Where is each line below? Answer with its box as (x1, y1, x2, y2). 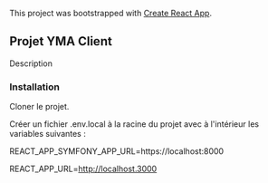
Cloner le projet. (9, 101, 70, 112)
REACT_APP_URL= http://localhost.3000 (9, 163, 158, 175)
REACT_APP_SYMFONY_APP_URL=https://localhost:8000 (9, 146, 225, 157)
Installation (9, 81, 61, 93)
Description (9, 58, 53, 69)
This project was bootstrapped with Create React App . (9, 8, 213, 18)
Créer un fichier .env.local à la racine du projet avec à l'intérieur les (9, 119, 260, 130)
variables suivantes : (9, 129, 86, 140)
